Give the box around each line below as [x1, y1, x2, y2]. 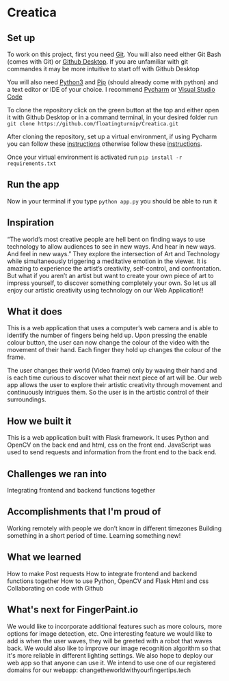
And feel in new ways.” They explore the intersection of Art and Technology [7, 249, 220, 258]
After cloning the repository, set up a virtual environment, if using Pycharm [7, 132, 217, 140]
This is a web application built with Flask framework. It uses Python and [7, 434, 209, 442]
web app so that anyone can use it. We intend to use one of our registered [7, 658, 216, 667]
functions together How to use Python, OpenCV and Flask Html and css [7, 577, 209, 585]
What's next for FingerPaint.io [7, 604, 139, 616]
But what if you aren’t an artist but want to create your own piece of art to [7, 271, 214, 280]
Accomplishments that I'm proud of [7, 506, 161, 518]
